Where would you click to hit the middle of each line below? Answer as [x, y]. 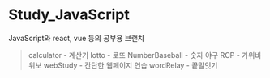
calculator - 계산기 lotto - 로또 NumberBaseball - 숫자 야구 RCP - [134, 55]
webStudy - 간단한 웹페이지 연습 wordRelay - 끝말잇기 [131, 65]
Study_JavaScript [69, 15]
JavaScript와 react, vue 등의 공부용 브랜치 [76, 38]
